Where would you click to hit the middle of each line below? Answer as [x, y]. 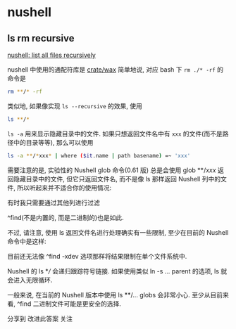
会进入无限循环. [30, 280]
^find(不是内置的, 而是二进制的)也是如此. [66, 217]
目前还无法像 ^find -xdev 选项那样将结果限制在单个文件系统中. [97, 256]
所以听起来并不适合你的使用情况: [64, 188]
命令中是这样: [27, 241]
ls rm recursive [41, 38]
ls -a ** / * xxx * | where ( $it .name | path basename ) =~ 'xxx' [99, 155]
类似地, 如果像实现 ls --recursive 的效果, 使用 [75, 105]
